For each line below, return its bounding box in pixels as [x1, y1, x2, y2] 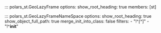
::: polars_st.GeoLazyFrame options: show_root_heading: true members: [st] [4, 4, 157, 10]
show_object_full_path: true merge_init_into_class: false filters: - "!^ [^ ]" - [4, 19, 149, 24]
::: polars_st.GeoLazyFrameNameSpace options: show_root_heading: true [4, 13, 152, 19]
